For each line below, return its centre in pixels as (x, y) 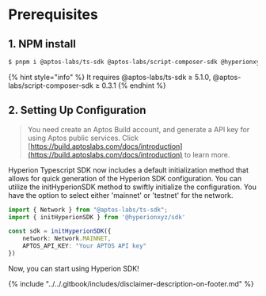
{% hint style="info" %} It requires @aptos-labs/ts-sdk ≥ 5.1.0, (110, 77)
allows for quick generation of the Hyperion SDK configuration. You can (125, 178)
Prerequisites (53, 15)
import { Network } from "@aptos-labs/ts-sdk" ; (88, 210)
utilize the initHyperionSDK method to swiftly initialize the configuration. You (133, 187)
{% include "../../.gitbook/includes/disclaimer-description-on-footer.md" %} (131, 283)
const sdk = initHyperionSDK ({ (60, 231)
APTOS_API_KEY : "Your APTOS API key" (85, 246)
